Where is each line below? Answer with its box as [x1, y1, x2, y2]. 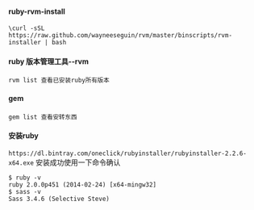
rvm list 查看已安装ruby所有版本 [8, 77, 110, 85]
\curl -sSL [8, 24, 45, 32]
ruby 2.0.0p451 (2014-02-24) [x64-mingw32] [8, 180, 157, 189]
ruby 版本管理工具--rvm [8, 57, 89, 66]
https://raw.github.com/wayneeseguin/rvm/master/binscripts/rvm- [8, 31, 232, 40]
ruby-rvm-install [8, 6, 66, 16]
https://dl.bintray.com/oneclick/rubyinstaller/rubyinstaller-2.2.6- [8, 149, 248, 157]
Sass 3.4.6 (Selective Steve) [8, 195, 110, 203]
